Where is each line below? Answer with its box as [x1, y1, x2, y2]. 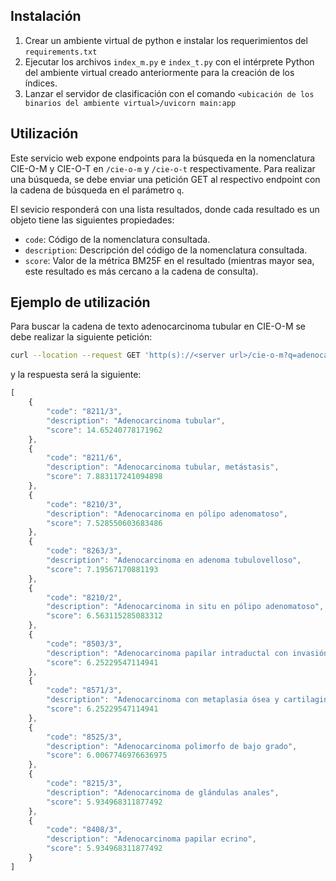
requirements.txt [24, 47, 98, 57]
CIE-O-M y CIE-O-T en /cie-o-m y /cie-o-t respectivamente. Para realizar [10, 162, 316, 174]
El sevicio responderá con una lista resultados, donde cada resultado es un [10, 203, 320, 215]
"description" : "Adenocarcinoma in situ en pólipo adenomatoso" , [46, 602, 325, 612]
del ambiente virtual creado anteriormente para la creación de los [24, 66, 295, 78]
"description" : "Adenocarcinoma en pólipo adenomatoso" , [46, 509, 288, 519]
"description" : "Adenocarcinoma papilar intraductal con [46, 648, 288, 658]
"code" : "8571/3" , [46, 685, 123, 696]
